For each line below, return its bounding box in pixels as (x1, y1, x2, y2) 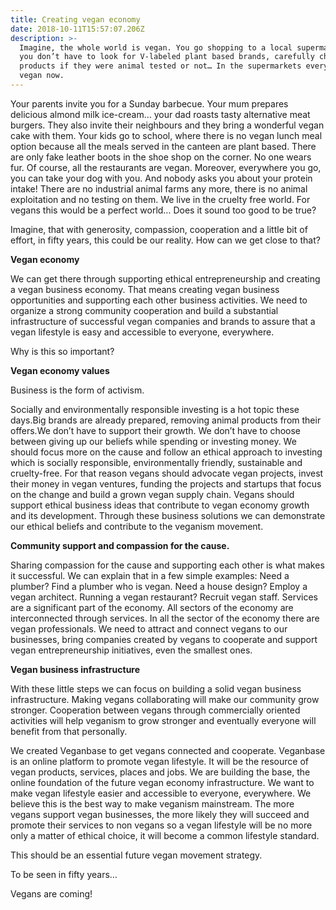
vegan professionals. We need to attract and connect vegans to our (10, 622, 288, 635)
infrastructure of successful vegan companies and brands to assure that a (10, 315, 316, 327)
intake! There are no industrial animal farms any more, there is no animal (10, 182, 308, 195)
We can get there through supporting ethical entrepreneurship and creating (10, 272, 321, 285)
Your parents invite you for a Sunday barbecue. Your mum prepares (10, 97, 289, 110)
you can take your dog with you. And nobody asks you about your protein (10, 172, 313, 184)
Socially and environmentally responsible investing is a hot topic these (10, 403, 300, 415)
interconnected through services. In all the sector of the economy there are (10, 612, 320, 624)
